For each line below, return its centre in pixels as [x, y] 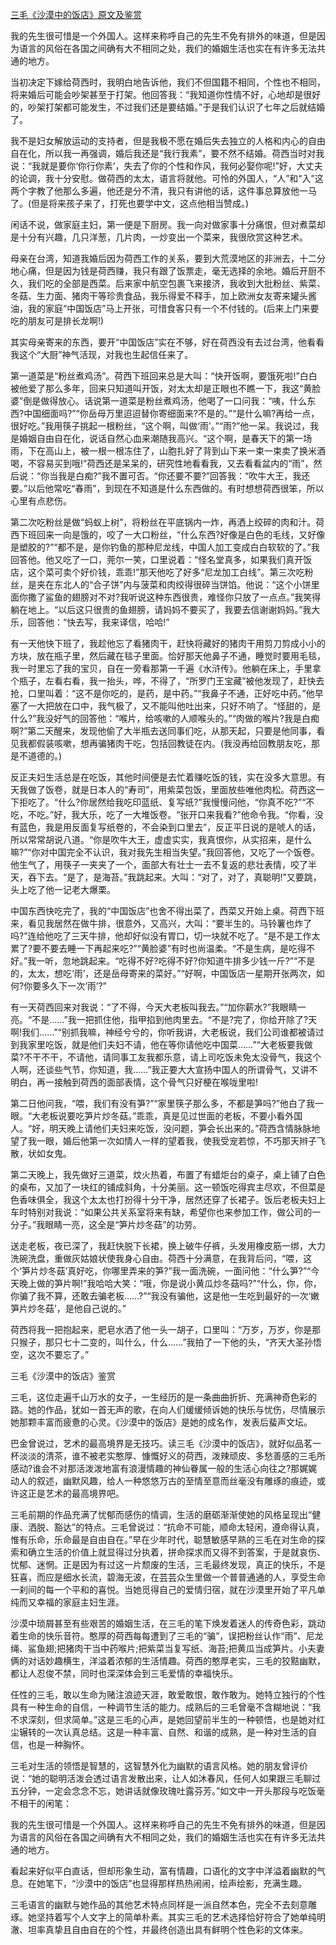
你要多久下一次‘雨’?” [65, 986]
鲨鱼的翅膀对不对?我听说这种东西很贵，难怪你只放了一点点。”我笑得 [183, 597]
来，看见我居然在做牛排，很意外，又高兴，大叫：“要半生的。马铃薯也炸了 [161, 923]
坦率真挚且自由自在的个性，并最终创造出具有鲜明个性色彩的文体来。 [167, 1929]
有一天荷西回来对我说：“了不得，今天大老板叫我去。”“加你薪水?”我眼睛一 [158, 1007]
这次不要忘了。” [58, 1354]
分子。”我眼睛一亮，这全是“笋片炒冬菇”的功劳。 [106, 1224]
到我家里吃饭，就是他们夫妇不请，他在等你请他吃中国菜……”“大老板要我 [157, 1044]
